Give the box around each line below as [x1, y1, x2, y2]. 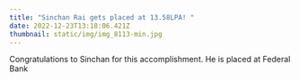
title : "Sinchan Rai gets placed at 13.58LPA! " [9, 12, 195, 22]
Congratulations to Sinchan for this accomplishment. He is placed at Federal [9, 54, 291, 65]
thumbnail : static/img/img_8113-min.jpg [9, 29, 163, 38]
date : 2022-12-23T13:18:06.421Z [9, 21, 130, 30]
